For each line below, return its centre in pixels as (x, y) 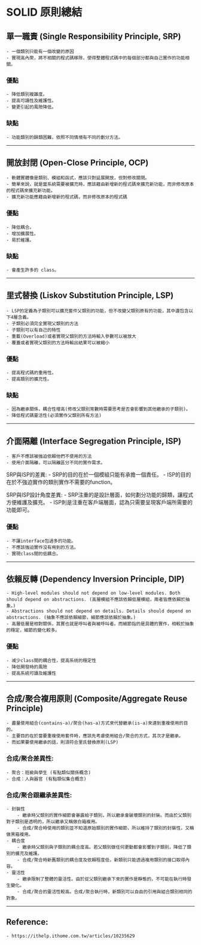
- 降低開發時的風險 (27, 667)
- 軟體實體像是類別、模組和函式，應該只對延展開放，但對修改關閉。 (78, 178)
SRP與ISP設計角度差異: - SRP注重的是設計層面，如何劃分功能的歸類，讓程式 (100, 495)
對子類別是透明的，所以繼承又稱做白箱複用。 (53, 822)
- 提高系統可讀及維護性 (31, 673)
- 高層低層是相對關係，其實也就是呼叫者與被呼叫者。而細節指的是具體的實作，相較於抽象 (100, 624)
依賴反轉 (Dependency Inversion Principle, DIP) (95, 579)
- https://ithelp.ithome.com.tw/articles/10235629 (71, 936)
